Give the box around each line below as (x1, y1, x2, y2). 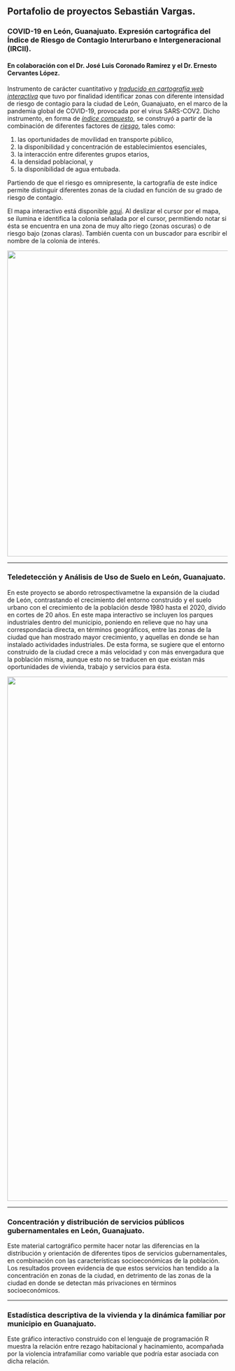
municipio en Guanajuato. (7, 1319, 97, 1329)
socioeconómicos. (7, 1286, 61, 1295)
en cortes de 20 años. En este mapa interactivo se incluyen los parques (7, 610, 213, 619)
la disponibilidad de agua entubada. (17, 164, 121, 173)
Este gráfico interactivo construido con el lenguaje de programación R (7, 1335, 209, 1343)
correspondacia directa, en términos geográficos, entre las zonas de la (7, 625, 212, 633)
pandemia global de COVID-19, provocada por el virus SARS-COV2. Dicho (7, 106, 220, 115)
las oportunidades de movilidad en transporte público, (17, 135, 173, 143)
